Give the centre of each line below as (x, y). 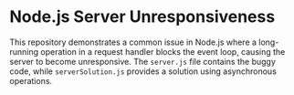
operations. (31, 80)
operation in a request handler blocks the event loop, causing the (163, 51)
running (24, 51)
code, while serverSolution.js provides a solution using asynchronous (143, 71)
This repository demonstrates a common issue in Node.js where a (133, 42)
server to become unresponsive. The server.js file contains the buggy (143, 61)
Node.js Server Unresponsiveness (142, 17)
